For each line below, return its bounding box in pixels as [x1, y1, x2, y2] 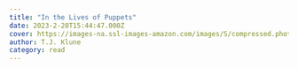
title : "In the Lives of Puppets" [9, 12, 137, 22]
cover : [9, 29, 34, 38]
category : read [9, 46, 66, 55]
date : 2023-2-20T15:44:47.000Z [9, 21, 125, 30]
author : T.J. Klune [9, 37, 82, 47]
